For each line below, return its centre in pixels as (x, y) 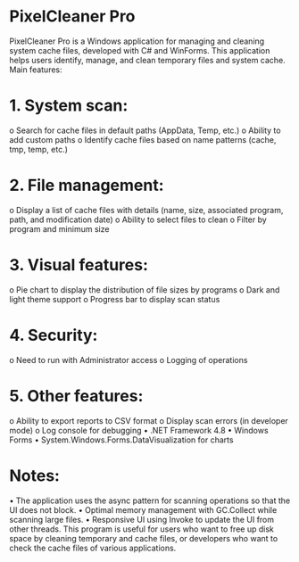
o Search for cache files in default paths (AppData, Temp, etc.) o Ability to (145, 130)
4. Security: (54, 335)
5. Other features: (76, 396)
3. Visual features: (79, 265)
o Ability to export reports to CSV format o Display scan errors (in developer (149, 420)
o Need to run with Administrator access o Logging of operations (129, 360)
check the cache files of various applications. (93, 548)
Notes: (35, 475)
